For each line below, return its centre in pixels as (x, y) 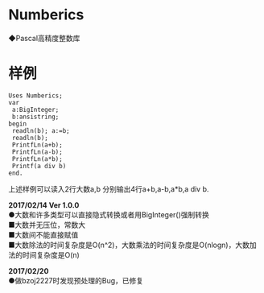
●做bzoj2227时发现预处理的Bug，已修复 (76, 280)
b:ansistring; (35, 117)
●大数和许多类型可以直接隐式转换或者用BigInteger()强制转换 (109, 214)
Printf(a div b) (39, 166)
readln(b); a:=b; (41, 130)
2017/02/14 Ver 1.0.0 (44, 205)
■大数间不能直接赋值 (43, 234)
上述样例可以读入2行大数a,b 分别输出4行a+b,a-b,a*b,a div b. (109, 189)
